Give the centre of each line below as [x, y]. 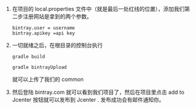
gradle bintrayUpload [39, 67]
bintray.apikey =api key [43, 33]
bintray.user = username [43, 28]
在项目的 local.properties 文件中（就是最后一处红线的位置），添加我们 [98, 9]
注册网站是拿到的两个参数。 [57, 16]
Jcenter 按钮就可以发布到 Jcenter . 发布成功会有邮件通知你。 [88, 100]
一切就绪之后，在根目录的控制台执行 [57, 45]
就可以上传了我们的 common [48, 79]
